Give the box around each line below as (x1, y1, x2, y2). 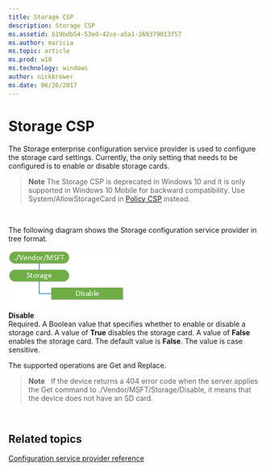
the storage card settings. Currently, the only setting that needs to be (8, 152, 238, 162)
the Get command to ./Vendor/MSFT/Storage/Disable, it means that (27, 385, 251, 394)
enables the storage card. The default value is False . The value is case (8, 336, 243, 346)
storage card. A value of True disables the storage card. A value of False (8, 327, 251, 337)
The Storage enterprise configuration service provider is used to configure (8, 144, 256, 153)
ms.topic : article (8, 47, 70, 56)
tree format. (8, 233, 48, 243)
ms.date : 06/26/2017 (8, 81, 78, 89)
